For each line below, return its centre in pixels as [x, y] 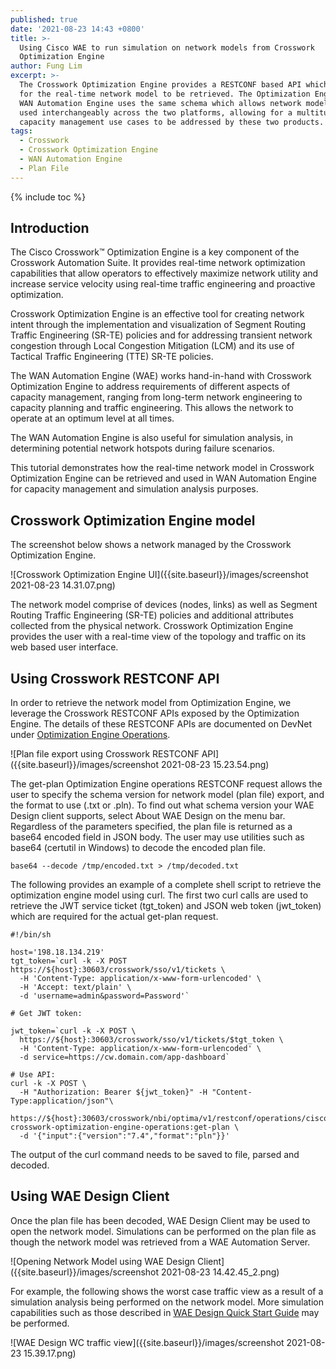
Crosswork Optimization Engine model [133, 520]
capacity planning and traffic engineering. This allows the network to [152, 408]
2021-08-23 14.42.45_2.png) [220, 1272]
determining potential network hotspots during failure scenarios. [142, 448]
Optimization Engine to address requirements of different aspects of [150, 387]
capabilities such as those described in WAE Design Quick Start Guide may [165, 1312]
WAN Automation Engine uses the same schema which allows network [160, 103]
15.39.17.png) [50, 1353]
